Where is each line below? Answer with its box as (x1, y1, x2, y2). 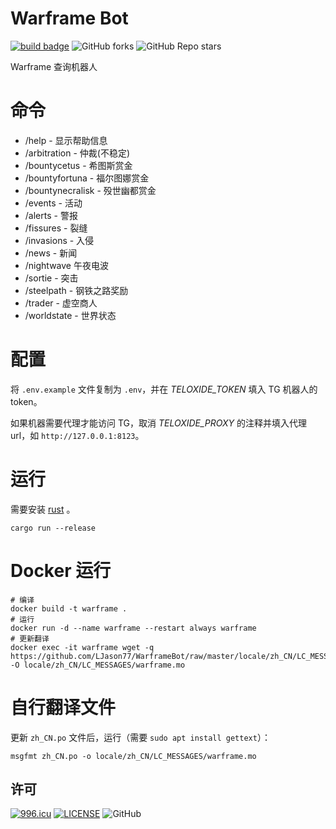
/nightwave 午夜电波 (24, 259, 109, 271)
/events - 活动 (24, 197, 83, 209)
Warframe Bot (10, 7, 129, 30)
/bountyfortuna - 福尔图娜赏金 (24, 172, 150, 184)
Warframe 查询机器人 (10, 60, 98, 72)
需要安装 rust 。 (10, 503, 76, 515)
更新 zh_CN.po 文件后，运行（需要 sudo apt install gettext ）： (10, 731, 271, 743)
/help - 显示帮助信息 (24, 134, 108, 146)
